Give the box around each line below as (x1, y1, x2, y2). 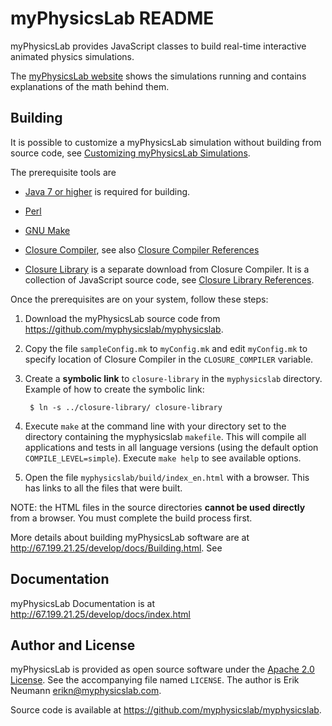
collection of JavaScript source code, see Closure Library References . (24, 273, 315, 286)
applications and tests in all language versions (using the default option (24, 441, 319, 453)
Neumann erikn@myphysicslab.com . (10, 685, 162, 697)
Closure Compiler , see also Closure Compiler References (24, 243, 260, 256)
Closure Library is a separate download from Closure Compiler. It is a (24, 263, 310, 275)
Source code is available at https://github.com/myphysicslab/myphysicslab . (10, 704, 322, 716)
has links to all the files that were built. (24, 482, 183, 494)
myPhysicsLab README (10, 7, 215, 30)
